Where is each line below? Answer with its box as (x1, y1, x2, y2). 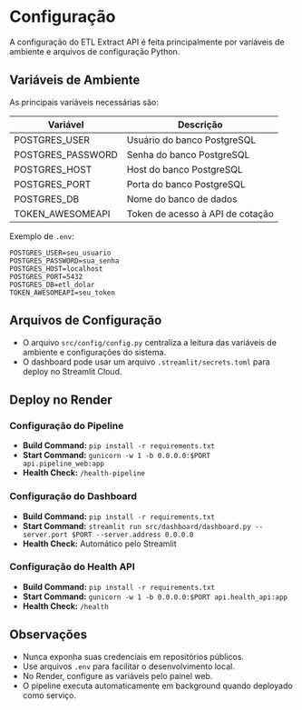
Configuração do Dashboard (9, 490, 138, 503)
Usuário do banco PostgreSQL (126, 134, 257, 146)
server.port (22, 530, 68, 539)
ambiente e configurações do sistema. (22, 346, 166, 357)
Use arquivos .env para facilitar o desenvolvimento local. (22, 661, 236, 672)
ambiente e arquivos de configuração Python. (9, 45, 180, 56)
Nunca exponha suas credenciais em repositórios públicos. (22, 651, 245, 662)
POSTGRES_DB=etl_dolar (9, 280, 95, 289)
